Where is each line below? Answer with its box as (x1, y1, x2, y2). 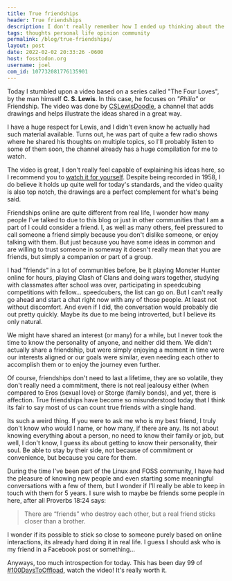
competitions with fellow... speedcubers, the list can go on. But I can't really (7, 288, 223, 296)
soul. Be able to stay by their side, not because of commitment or (7, 446, 194, 454)
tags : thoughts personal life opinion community (7, 29, 150, 37)
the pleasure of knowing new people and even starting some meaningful (7, 474, 214, 482)
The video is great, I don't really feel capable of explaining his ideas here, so (7, 166, 225, 174)
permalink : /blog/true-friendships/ (7, 36, 113, 43)
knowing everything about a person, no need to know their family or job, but (7, 431, 224, 440)
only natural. (7, 317, 43, 325)
